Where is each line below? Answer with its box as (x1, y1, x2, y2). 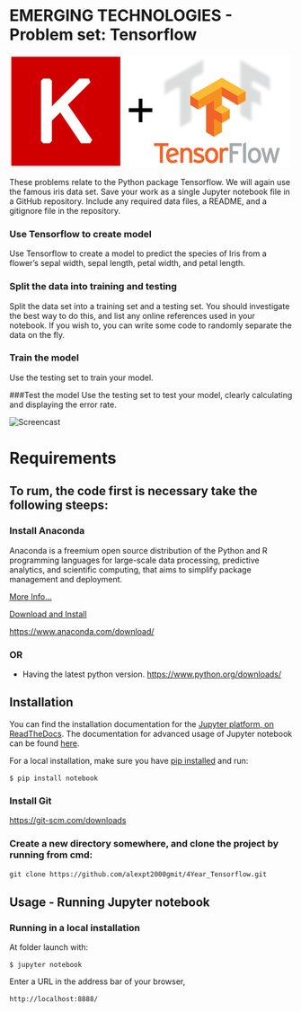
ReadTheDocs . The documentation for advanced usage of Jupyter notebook (9, 728, 293, 739)
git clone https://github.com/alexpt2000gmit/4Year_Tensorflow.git (9, 870, 268, 879)
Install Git (9, 795, 52, 807)
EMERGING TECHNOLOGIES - (9, 5, 234, 26)
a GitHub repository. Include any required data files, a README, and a (9, 195, 268, 207)
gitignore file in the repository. (9, 205, 121, 216)
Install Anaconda (9, 525, 85, 537)
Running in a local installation (9, 921, 141, 934)
